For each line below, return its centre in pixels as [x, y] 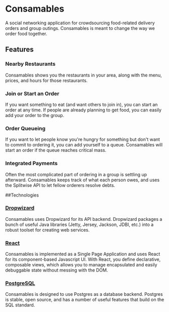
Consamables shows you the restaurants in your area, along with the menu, [84, 75]
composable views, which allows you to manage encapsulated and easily [81, 265]
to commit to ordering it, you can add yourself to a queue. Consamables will [84, 145]
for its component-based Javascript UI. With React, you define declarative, [83, 259]
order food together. [26, 33]
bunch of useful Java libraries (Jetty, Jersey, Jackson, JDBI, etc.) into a [79, 224]
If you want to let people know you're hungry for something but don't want [83, 139]
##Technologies [22, 195]
